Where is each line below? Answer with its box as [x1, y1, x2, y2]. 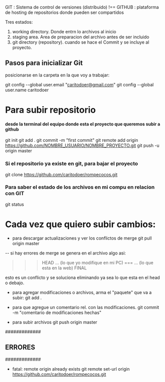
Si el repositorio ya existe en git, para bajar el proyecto [5, 160, 138, 167]
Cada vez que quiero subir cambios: [5, 218, 156, 230]
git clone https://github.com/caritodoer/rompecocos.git [5, 171, 118, 178]
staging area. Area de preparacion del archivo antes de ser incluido [12, 34, 150, 40]
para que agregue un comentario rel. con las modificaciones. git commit [12, 304, 160, 310]
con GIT [5, 190, 25, 197]
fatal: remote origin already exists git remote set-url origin [12, 366, 130, 372]
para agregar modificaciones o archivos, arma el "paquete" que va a [12, 289, 152, 295]
